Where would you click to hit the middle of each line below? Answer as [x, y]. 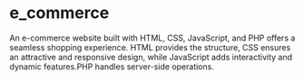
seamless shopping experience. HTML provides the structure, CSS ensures [150, 47]
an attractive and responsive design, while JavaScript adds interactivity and [151, 57]
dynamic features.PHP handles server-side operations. [112, 67]
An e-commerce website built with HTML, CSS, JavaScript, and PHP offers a [152, 38]
